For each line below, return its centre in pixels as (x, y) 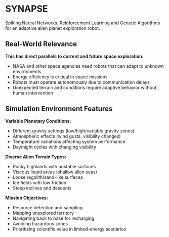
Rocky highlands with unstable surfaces (54, 166)
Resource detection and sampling (48, 207)
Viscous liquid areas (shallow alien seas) (55, 172)
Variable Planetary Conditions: (38, 121)
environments (27, 71)
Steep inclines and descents (42, 188)
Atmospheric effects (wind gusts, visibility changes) (67, 136)
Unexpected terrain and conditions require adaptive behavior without (85, 87)
